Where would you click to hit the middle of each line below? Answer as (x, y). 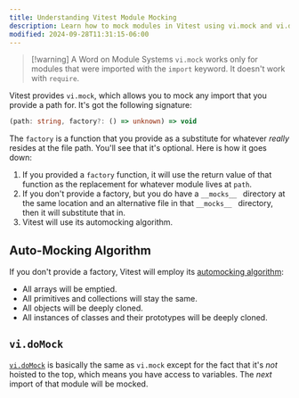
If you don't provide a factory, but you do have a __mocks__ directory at (154, 194)
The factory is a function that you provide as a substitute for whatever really (149, 138)
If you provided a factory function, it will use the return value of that (147, 175)
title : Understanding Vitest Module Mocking (93, 17)
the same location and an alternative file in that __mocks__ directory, (147, 203)
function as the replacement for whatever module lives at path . (137, 185)
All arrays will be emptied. (69, 289)
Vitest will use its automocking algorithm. (97, 222)
